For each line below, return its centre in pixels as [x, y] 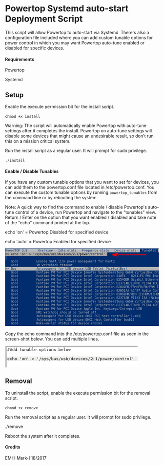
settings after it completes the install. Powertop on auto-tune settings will [79, 130]
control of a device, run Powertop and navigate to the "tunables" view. [86, 212]
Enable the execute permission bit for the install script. [60, 106]
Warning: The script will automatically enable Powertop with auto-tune [76, 126]
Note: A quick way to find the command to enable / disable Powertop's [76, 207]
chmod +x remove [21, 408]
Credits [13, 447]
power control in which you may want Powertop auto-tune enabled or [75, 42]
